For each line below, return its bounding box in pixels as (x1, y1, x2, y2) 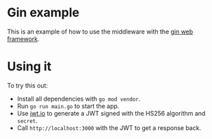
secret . (16, 116, 38, 125)
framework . (7, 34, 40, 42)
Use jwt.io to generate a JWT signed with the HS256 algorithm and (16, 109, 206, 117)
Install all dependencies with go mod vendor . (16, 94, 141, 103)
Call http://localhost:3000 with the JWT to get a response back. (16, 123, 202, 131)
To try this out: (7, 81, 49, 90)
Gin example (7, 5, 80, 21)
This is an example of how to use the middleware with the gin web (7, 27, 194, 36)
